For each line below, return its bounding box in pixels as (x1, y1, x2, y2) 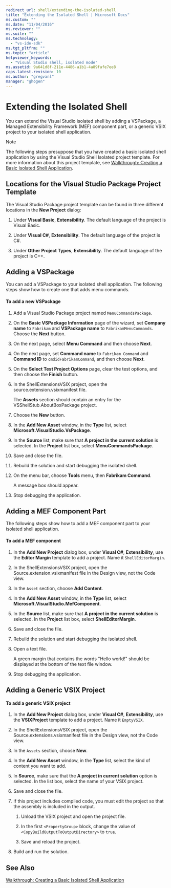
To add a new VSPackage (6, 298, 61, 305)
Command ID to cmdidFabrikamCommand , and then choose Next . (13, 356, 145, 362)
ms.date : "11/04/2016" (6, 21, 54, 27)
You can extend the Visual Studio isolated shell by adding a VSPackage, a (6, 118, 161, 124)
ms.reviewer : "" (6, 27, 40, 32)
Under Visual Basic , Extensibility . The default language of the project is (13, 216, 166, 223)
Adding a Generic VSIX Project (6, 685, 105, 694)
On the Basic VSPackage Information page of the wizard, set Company (13, 319, 166, 326)
